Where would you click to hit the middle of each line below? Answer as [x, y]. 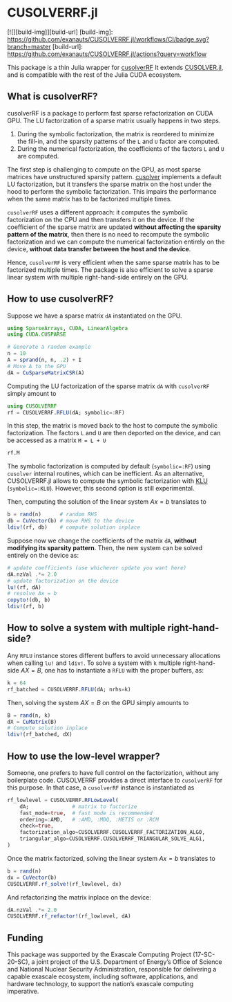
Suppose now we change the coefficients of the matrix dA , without [102, 540]
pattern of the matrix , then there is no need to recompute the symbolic [108, 234]
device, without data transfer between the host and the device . [99, 249]
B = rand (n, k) [29, 715]
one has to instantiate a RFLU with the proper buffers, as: [124, 670]
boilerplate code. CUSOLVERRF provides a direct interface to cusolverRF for [115, 780]
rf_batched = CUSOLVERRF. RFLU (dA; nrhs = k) [69, 689]
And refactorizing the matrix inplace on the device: [79, 897]
